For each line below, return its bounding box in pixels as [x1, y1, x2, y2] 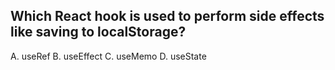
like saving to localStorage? [10, 24, 187, 41]
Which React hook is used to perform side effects [10, 8, 325, 25]
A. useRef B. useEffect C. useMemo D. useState [10, 50, 207, 62]
